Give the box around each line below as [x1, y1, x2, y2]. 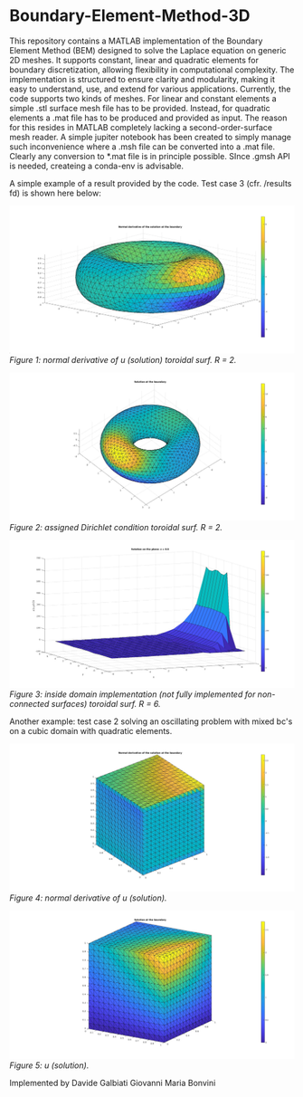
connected [9, 698, 50, 709]
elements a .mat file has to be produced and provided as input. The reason [9, 112, 288, 123]
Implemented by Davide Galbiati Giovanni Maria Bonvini [9, 1077, 216, 1088]
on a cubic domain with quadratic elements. [9, 725, 173, 736]
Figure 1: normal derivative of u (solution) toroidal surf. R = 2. [9, 355, 237, 366]
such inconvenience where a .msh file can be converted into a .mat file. [9, 141, 276, 152]
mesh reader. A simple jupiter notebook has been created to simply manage [9, 131, 292, 142]
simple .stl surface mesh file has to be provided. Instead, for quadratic [9, 102, 271, 113]
